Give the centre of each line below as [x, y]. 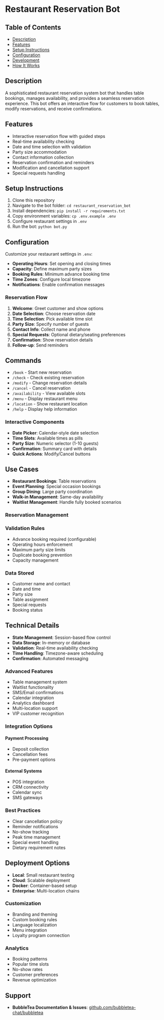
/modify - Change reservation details [49, 383]
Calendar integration [33, 698]
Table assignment [30, 599]
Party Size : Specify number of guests [50, 324]
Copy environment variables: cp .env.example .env [64, 216]
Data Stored [20, 573]
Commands [23, 360]
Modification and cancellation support [51, 168]
